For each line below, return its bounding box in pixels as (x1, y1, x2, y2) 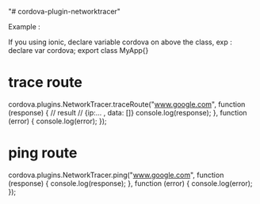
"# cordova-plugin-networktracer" (8, 7, 121, 16)
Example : (8, 22, 41, 31)
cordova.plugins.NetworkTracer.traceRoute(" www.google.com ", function (8, 99, 246, 109)
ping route (8, 144, 78, 162)
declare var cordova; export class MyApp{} (8, 46, 149, 55)
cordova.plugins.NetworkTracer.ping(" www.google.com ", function (8, 170, 224, 179)
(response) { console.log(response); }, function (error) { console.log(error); (8, 178, 253, 188)
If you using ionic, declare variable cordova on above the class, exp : (8, 37, 232, 47)
